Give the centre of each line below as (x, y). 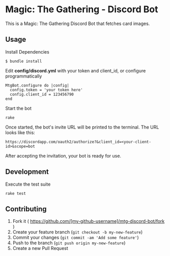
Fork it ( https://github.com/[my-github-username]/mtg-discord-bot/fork (89, 221)
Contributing (26, 209)
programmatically (24, 76)
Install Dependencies (27, 52)
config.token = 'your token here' (46, 90)
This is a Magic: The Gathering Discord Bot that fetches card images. (78, 23)
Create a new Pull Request (40, 248)
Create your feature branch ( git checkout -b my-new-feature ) (78, 232)
